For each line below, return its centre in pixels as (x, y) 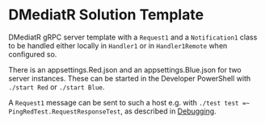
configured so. (33, 54)
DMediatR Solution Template (106, 15)
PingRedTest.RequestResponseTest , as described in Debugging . (112, 111)
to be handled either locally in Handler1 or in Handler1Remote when (118, 45)
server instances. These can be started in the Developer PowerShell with (130, 78)
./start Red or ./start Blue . (57, 87)
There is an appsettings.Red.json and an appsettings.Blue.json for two (125, 69)
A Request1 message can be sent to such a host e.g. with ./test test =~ (129, 102)
